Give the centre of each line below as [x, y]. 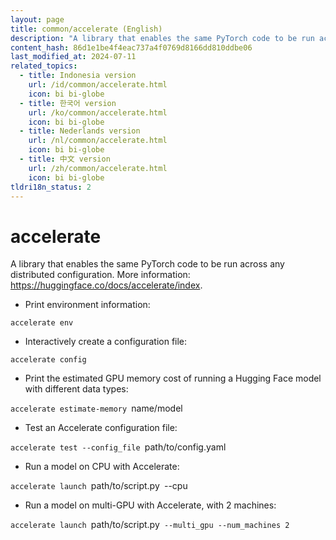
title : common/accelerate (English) [86, 29]
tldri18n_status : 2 [51, 187]
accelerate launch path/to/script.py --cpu [99, 486]
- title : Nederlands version [80, 131]
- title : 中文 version [65, 159]
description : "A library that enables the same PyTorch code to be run [162, 38]
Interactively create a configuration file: [106, 342]
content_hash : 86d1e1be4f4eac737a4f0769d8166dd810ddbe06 [131, 47]
